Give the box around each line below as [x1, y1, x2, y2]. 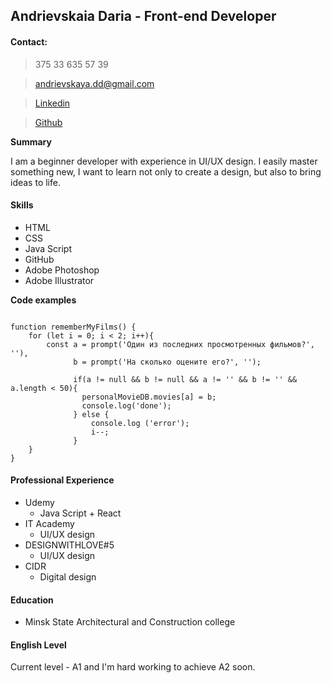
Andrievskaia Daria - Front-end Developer [10, 8, 277, 25]
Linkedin [34, 97, 71, 109]
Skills [10, 199, 34, 211]
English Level [10, 639, 67, 651]
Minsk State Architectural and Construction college [24, 616, 236, 628]
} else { [73, 409, 110, 419]
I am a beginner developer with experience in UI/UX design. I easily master [10, 155, 318, 167]
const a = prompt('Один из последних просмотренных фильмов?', [46, 339, 315, 349]
